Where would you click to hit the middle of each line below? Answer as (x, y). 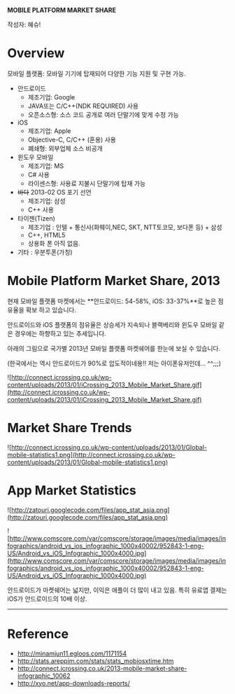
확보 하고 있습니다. (51, 310)
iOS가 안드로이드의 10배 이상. (47, 599)
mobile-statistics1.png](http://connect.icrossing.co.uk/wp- (92, 454)
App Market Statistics (72, 490)
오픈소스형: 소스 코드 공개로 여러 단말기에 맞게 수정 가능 (104, 114)
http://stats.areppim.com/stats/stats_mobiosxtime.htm (95, 660)
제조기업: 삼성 (47, 201)
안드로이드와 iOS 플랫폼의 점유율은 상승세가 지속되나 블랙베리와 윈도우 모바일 (112, 324)
